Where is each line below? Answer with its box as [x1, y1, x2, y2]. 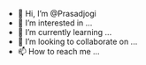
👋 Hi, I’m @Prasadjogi [17, 9, 97, 18]
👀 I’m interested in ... [17, 18, 93, 28]
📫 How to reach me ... [17, 47, 100, 56]
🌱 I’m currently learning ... [17, 27, 112, 37]
